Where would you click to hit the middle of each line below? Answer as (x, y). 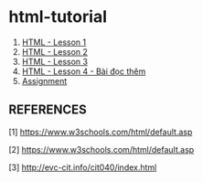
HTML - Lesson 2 (55, 51)
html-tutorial (58, 17)
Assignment (44, 80)
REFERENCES (48, 110)
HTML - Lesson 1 (54, 42)
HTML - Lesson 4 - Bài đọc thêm (84, 71)
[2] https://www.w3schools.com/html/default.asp (101, 149)
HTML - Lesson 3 (55, 61)
